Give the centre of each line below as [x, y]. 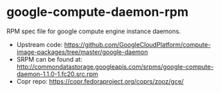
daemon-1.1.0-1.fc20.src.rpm [57, 74]
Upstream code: [39, 44]
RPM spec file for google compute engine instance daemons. [94, 31]
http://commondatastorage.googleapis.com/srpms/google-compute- [115, 66]
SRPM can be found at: [49, 59]
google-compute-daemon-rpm [97, 12]
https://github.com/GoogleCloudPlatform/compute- [138, 44]
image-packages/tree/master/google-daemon [82, 52]
